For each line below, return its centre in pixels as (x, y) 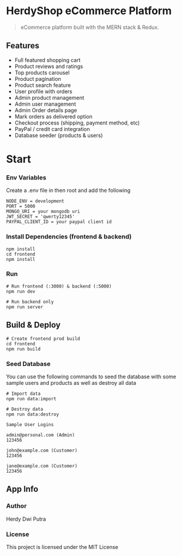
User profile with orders (43, 91)
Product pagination (38, 79)
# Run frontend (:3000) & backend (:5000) (59, 286)
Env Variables (26, 177)
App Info (22, 489)
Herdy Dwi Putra (26, 519)
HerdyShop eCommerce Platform (89, 11)
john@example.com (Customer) (42, 450)
